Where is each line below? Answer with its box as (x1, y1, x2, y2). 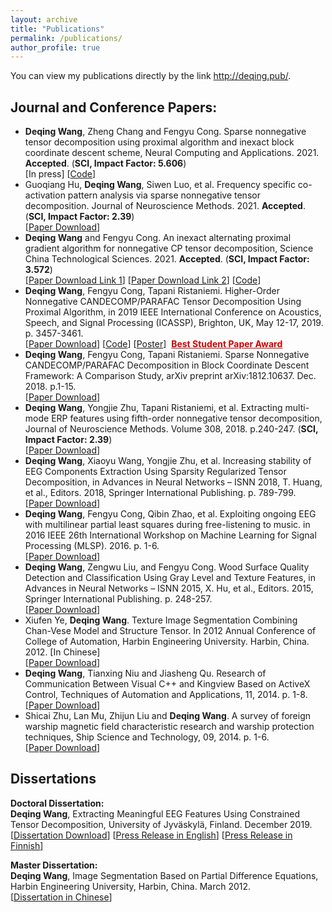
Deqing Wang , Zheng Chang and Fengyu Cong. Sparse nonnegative (24, 126, 307, 138)
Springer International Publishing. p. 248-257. (24, 593, 213, 605)
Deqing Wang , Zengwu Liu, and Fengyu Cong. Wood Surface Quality (24, 561, 310, 573)
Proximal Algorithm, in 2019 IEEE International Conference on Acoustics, (24, 306, 322, 318)
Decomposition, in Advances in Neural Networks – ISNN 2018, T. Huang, (24, 476, 323, 488)
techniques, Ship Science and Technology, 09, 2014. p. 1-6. (24, 731, 270, 743)
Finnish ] (10, 839, 44, 851)
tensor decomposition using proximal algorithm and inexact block (24, 136, 295, 148)
